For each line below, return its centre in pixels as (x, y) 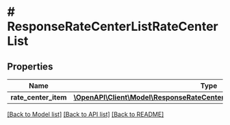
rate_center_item (39, 97)
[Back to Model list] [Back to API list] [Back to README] (86, 114)
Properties (30, 66)
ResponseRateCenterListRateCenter (113, 26)
